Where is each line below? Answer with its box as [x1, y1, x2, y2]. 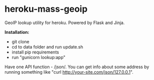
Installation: [4, 29, 30, 35]
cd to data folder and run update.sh [11, 44, 84, 50]
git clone [11, 38, 30, 45]
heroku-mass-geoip [4, 3, 88, 15]
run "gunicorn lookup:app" [11, 54, 66, 60]
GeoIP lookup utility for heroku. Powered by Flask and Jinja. [4, 20, 125, 26]
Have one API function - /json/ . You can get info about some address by [4, 64, 150, 70]
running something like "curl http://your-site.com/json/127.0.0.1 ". [4, 69, 134, 75]
